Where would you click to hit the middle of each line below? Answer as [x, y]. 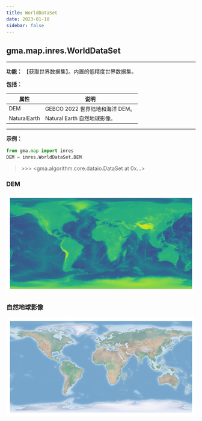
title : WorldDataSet [32, 13]
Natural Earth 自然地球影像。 [80, 118]
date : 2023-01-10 [28, 19]
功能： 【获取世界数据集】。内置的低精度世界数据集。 [72, 72]
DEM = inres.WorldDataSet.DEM [44, 157]
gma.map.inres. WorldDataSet [64, 50]
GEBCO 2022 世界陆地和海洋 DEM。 [90, 109]
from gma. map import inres [40, 151]
